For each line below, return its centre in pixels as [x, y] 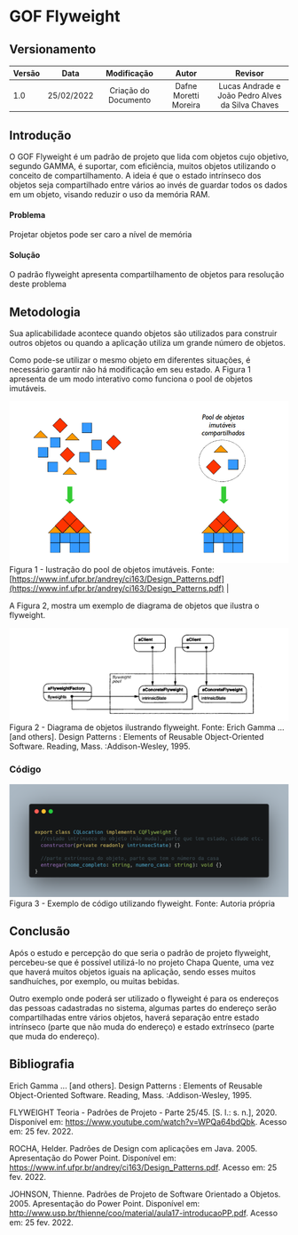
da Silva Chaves [250, 105]
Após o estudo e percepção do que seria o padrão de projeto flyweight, [140, 952]
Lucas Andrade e [250, 85]
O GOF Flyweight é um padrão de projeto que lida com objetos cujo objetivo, [149, 156]
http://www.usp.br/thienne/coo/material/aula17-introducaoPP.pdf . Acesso [143, 1213]
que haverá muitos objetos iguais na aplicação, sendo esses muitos [133, 972]
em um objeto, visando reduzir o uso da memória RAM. [110, 195]
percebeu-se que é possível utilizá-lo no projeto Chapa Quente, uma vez [142, 962]
